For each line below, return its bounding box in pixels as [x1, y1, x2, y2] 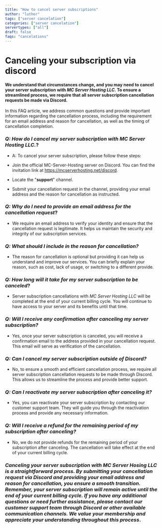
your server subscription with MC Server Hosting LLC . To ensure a [5, 87, 141, 93]
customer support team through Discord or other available [5, 504, 146, 511]
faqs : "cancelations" [5, 34, 49, 39]
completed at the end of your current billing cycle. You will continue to [12, 298, 152, 304]
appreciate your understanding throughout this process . [5, 516, 141, 523]
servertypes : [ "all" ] [5, 25, 49, 30]
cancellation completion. [5, 123, 54, 129]
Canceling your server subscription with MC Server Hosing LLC [5, 462, 157, 468]
